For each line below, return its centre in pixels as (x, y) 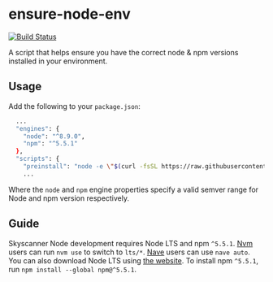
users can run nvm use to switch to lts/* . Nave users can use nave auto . (129, 252)
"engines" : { (38, 128)
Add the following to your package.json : (74, 106)
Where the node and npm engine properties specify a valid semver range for (133, 189)
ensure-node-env (70, 14)
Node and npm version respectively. (69, 198)
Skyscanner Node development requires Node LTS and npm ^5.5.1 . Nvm (131, 243)
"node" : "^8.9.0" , (54, 136)
